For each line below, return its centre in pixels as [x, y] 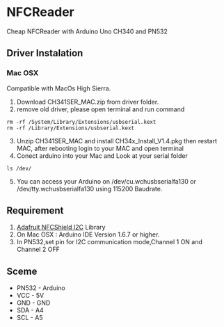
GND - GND [33, 303]
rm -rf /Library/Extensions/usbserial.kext [71, 128]
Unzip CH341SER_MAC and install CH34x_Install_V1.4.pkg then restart [117, 141]
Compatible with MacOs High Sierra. [59, 88]
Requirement [35, 210]
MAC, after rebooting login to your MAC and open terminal [100, 148]
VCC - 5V [30, 296]
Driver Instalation [45, 53]
